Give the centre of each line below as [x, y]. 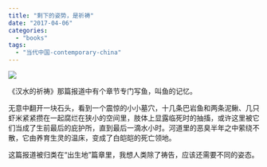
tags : [17, 45]
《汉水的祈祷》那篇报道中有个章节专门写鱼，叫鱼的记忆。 [102, 91]
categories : [28, 30]
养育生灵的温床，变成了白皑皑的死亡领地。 [106, 138]
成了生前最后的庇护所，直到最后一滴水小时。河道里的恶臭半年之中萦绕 [137, 128]
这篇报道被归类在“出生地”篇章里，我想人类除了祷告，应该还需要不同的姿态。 [133, 155]
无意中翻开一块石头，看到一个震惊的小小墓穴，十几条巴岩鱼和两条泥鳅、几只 [134, 108]
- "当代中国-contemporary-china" [69, 52]
